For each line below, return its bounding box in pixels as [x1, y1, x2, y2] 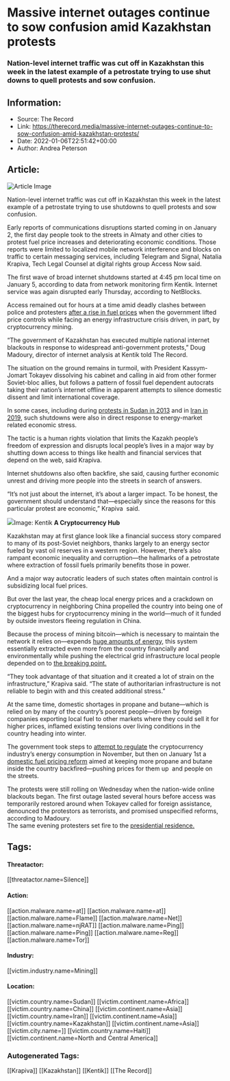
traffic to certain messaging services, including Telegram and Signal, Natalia [7, 252, 222, 260]
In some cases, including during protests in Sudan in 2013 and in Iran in [7, 406, 209, 414]
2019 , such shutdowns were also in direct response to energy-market [7, 413, 203, 422]
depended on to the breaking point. [7, 659, 107, 667]
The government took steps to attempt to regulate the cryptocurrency [7, 742, 203, 751]
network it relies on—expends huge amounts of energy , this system [7, 637, 198, 645]
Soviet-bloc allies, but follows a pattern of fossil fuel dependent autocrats [7, 378, 214, 387]
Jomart [7, 371, 27, 379]
